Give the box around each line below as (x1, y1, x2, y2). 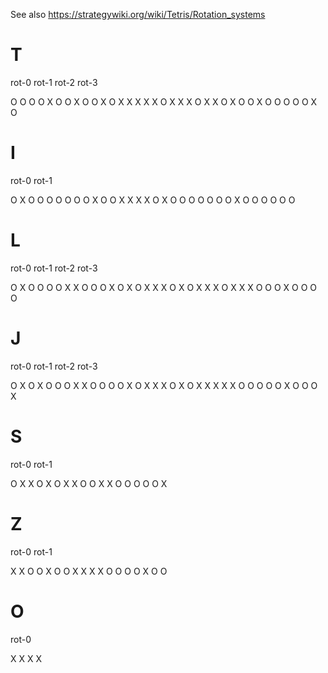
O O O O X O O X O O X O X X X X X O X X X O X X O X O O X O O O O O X (10, 95, 318, 108)
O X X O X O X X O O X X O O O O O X (10, 477, 168, 489)
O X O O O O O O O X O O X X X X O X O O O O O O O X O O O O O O (10, 194, 296, 206)
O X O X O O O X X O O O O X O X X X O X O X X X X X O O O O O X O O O (10, 379, 318, 391)
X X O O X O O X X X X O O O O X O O (10, 565, 168, 577)
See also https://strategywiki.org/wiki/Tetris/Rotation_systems (10, 9, 266, 20)
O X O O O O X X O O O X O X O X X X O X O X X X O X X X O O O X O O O (10, 281, 318, 293)
